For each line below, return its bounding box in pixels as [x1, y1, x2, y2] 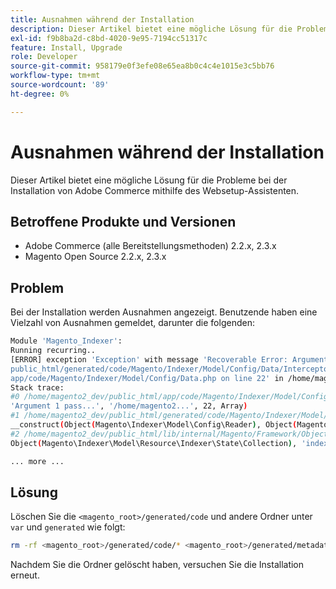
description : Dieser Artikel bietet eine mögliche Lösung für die [10, 24, 293, 34]
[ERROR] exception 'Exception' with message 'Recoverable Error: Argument [10, 354, 329, 365]
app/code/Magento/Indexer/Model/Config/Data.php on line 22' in [10, 373, 284, 383]
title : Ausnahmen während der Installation [10, 14, 195, 25]
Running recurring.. [10, 346, 97, 356]
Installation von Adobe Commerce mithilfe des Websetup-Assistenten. [10, 184, 300, 196]
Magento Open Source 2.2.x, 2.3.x [24, 251, 167, 263]
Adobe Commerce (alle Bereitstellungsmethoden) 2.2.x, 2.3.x [24, 240, 277, 252]
